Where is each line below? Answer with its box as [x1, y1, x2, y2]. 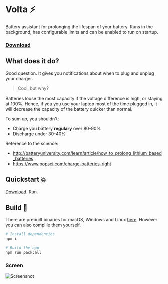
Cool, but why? [17, 85, 49, 91]
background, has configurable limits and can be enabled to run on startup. [5, 29, 159, 35]
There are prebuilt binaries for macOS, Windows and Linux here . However [5, 217, 158, 223]
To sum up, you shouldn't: [5, 116, 59, 122]
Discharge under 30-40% [12, 131, 66, 137]
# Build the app [5, 245, 39, 251]
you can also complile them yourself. [5, 222, 81, 228]
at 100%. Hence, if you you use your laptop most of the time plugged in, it [5, 101, 157, 107]
